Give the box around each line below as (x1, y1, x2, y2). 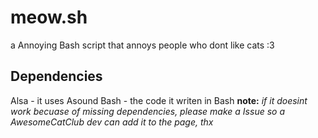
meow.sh (10, 6, 88, 29)
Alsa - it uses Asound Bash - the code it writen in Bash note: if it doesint (10, 94, 308, 106)
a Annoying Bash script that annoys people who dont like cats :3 (10, 39, 275, 51)
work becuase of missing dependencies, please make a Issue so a (10, 105, 285, 117)
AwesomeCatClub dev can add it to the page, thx (10, 116, 214, 128)
